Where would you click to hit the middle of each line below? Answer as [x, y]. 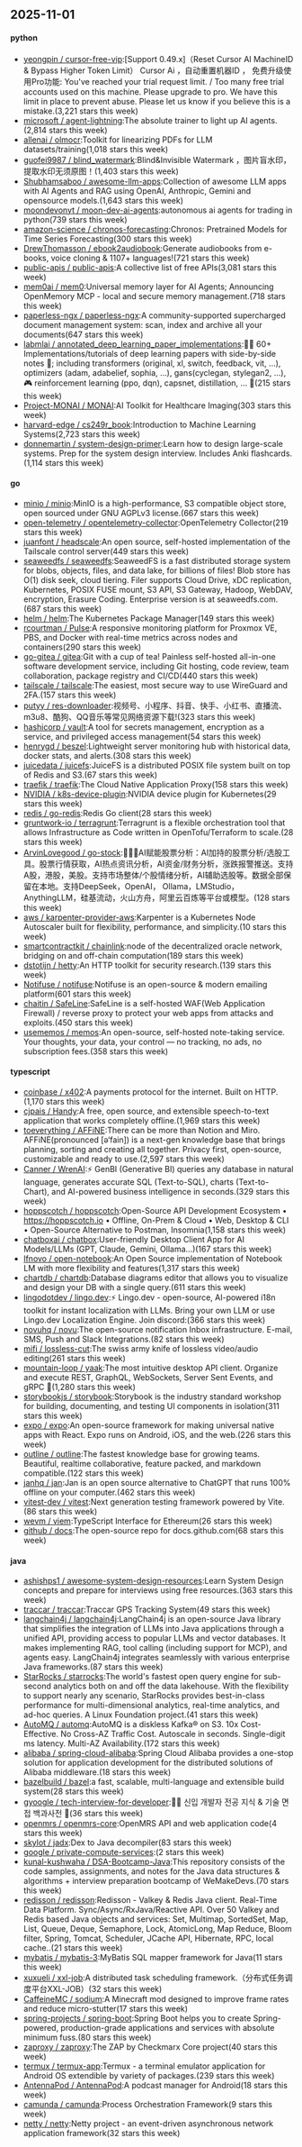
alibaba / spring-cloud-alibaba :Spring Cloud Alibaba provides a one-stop [158, 1753]
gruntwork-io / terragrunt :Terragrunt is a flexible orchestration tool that [154, 823]
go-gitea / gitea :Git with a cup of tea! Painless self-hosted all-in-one [150, 656]
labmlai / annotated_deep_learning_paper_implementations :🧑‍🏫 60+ [147, 344]
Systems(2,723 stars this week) [82, 434]
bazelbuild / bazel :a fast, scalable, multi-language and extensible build [154, 1782]
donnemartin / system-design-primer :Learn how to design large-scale [153, 443]
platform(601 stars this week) [77, 994]
